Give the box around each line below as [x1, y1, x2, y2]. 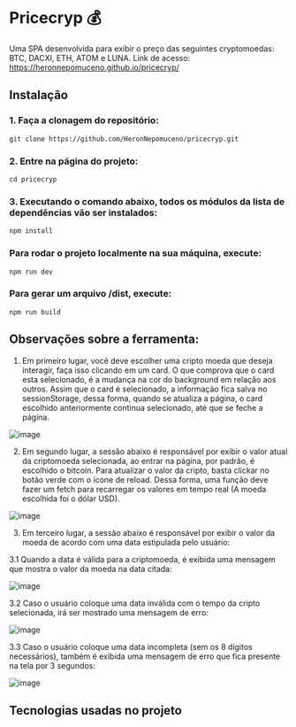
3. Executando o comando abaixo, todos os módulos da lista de [9, 195, 285, 207]
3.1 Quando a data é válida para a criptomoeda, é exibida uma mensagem [9, 553, 276, 564]
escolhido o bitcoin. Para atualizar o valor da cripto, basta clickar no [21, 465, 269, 476]
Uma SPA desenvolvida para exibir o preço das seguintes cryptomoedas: [9, 43, 275, 54]
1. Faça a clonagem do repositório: [9, 114, 159, 127]
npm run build [9, 307, 62, 316]
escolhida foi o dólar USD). [21, 493, 121, 504]
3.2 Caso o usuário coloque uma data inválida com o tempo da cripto [9, 598, 261, 608]
